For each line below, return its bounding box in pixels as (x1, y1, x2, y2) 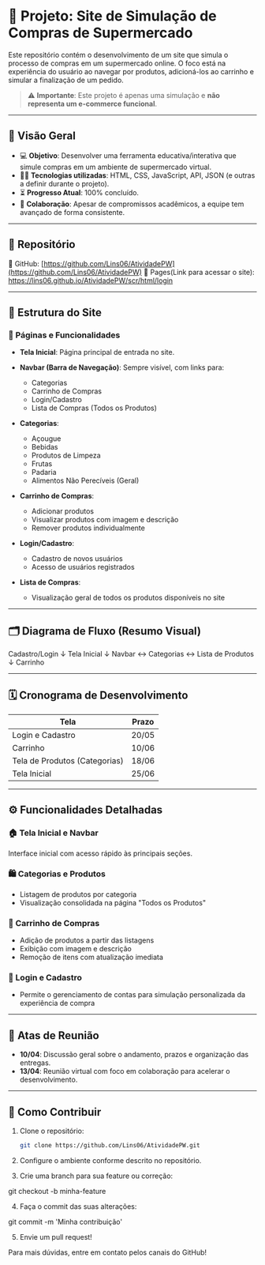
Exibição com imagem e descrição (19, 944, 132, 954)
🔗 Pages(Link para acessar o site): (143, 267, 255, 277)
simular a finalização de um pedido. (8, 75, 124, 85)
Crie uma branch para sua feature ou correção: (19, 1171, 174, 1180)
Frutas (31, 459, 53, 469)
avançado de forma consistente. (19, 207, 125, 216)
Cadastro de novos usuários (31, 554, 124, 563)
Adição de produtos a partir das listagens (19, 936, 155, 945)
